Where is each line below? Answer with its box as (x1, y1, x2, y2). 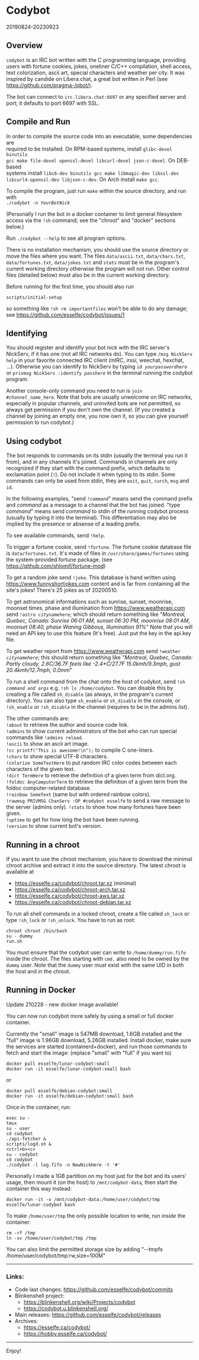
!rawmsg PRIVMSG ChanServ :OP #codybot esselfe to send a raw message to (6, 797, 191, 804)
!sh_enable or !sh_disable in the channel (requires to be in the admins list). (6, 704, 190, 711)
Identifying (6, 328, 48, 338)
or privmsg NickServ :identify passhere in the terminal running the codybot (6, 370, 193, 377)
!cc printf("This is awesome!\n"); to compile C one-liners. (6, 746, 154, 754)
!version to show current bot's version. (6, 823, 102, 830)
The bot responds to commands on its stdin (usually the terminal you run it (6, 452, 188, 459)
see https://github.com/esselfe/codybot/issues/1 (6, 311, 125, 318)
